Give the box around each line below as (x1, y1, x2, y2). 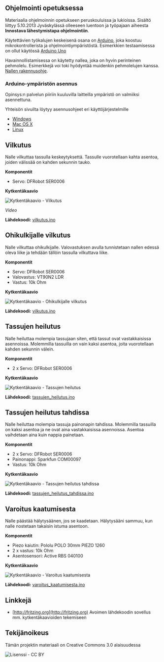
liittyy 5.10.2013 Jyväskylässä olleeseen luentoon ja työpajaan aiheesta (5, 22, 149, 28)
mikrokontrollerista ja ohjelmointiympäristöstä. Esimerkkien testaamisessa (5, 42, 155, 49)
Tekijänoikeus (5, 629, 49, 637)
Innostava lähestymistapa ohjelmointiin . (5, 27, 89, 34)
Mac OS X (12, 121, 33, 127)
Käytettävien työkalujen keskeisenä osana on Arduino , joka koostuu (5, 37, 142, 43)
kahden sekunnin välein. (5, 346, 55, 352)
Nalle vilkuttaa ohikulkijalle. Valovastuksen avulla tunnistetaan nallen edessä (5, 244, 159, 250)
